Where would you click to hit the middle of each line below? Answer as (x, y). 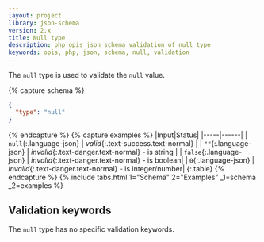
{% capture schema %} (46, 90)
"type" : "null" (40, 112)
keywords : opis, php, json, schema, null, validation (99, 52)
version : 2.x (30, 30)
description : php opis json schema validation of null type (110, 45)
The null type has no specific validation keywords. (91, 229)
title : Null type (37, 38)
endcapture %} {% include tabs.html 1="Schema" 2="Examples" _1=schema (132, 177)
